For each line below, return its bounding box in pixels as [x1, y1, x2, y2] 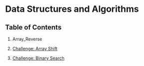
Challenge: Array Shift [12, 46, 58, 51]
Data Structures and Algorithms [5, 3, 139, 15]
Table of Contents [5, 23, 62, 32]
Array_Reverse [12, 36, 42, 42]
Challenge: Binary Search [12, 55, 65, 61]
